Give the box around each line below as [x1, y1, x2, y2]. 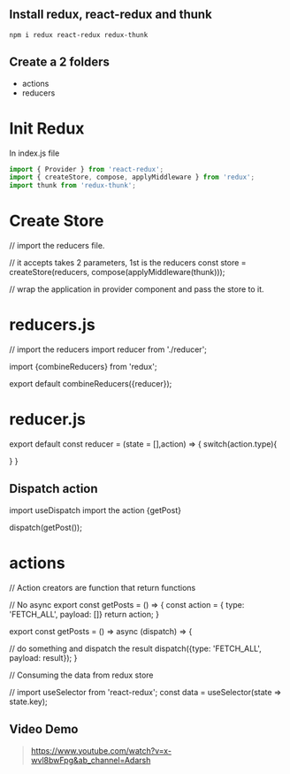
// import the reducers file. [9, 241, 105, 251]
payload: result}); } [9, 652, 78, 663]
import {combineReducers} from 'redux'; [9, 362, 157, 372]
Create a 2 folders [9, 55, 111, 70]
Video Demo [9, 722, 79, 737]
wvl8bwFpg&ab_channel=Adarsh [30, 755, 151, 765]
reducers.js [9, 315, 95, 335]
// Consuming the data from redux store [9, 670, 154, 680]
